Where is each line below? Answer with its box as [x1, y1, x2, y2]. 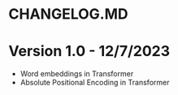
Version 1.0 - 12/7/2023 [8, 42, 171, 61]
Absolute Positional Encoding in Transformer [20, 78, 170, 88]
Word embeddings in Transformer [20, 69, 134, 79]
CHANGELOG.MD [8, 5, 128, 24]
